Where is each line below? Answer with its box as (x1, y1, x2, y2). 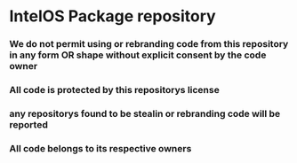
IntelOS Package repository (9, 6, 216, 27)
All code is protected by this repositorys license (9, 84, 220, 97)
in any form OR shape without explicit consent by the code (9, 49, 267, 61)
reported (9, 118, 49, 130)
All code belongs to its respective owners (9, 142, 192, 154)
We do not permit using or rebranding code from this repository (9, 38, 289, 50)
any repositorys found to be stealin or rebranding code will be (9, 107, 281, 120)
